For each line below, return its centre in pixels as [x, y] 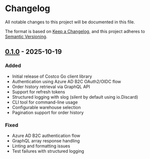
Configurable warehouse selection [46, 107]
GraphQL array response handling [46, 141]
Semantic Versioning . [26, 36]
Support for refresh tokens [38, 92]
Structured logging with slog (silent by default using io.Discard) [75, 97]
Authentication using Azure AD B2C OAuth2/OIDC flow [67, 81]
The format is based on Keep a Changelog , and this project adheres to [75, 31]
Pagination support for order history [48, 112]
